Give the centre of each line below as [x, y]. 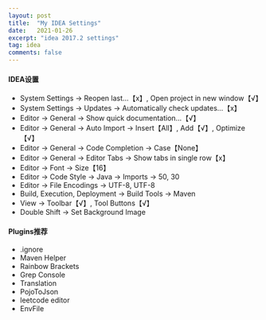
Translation [38, 283]
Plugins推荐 [28, 231]
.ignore [31, 250]
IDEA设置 [23, 79]
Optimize [230, 128]
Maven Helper [43, 258]
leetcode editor [45, 300]
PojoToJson [39, 292]
